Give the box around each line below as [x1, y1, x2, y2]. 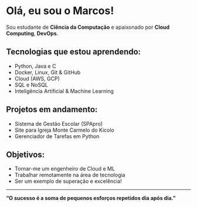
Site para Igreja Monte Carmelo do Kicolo [14, 126, 114, 133]
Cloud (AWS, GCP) [14, 75, 60, 82]
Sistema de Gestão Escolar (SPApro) [14, 120, 103, 127]
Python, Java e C [14, 62, 56, 69]
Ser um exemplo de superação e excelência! [14, 178, 122, 185]
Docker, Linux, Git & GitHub [14, 69, 81, 76]
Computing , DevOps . [6, 29, 59, 36]
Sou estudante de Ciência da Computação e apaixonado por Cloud [6, 24, 170, 31]
